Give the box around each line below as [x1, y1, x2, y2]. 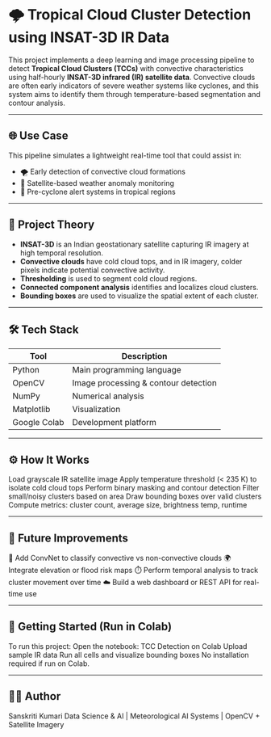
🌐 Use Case [8, 129, 69, 143]
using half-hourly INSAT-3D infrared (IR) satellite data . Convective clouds [8, 72, 256, 82]
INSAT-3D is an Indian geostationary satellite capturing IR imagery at [19, 239, 249, 249]
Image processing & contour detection [72, 377, 218, 389]
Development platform [72, 417, 157, 428]
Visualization [72, 404, 121, 415]
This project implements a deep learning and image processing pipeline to [8, 55, 255, 65]
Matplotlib [12, 404, 51, 415]
